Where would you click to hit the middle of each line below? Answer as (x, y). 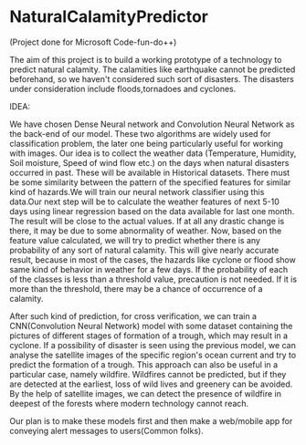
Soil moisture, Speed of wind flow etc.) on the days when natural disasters (149, 162)
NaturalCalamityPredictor (109, 17)
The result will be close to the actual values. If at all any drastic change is (147, 221)
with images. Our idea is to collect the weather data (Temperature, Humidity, (153, 153)
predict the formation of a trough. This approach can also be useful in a (144, 364)
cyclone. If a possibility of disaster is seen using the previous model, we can (153, 345)
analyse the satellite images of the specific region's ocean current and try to (153, 355)
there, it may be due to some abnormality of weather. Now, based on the (146, 231)
